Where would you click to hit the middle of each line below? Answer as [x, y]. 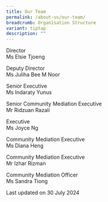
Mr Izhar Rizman [26, 163]
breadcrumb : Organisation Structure [51, 23]
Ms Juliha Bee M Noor [33, 75]
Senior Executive [27, 86]
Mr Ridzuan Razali [28, 110]
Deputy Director [26, 68]
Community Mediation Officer [42, 175]
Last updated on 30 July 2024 [43, 193]
